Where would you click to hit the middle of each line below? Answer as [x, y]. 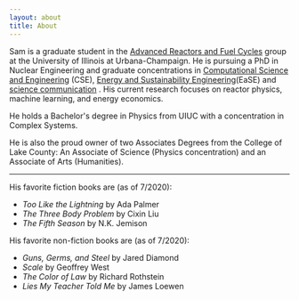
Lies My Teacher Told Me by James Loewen [103, 286]
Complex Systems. [44, 125]
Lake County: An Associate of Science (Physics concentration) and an [138, 151]
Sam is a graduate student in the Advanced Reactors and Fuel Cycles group [148, 51]
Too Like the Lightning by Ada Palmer [91, 204]
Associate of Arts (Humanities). [67, 161]
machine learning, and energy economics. [86, 98]
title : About [33, 26]
